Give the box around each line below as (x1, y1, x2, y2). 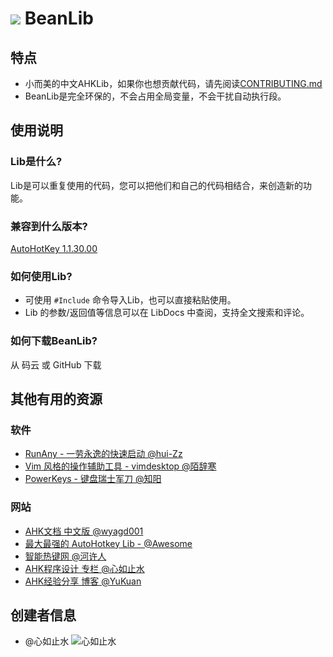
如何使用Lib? (10, 269, 73, 283)
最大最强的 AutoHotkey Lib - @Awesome (24, 537, 193, 549)
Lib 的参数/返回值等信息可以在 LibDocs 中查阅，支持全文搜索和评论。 (24, 307, 310, 319)
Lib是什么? (10, 155, 63, 169)
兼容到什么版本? (10, 219, 88, 233)
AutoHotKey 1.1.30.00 (10, 242, 98, 254)
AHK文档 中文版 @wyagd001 (24, 525, 144, 537)
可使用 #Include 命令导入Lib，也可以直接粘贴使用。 (24, 294, 237, 306)
